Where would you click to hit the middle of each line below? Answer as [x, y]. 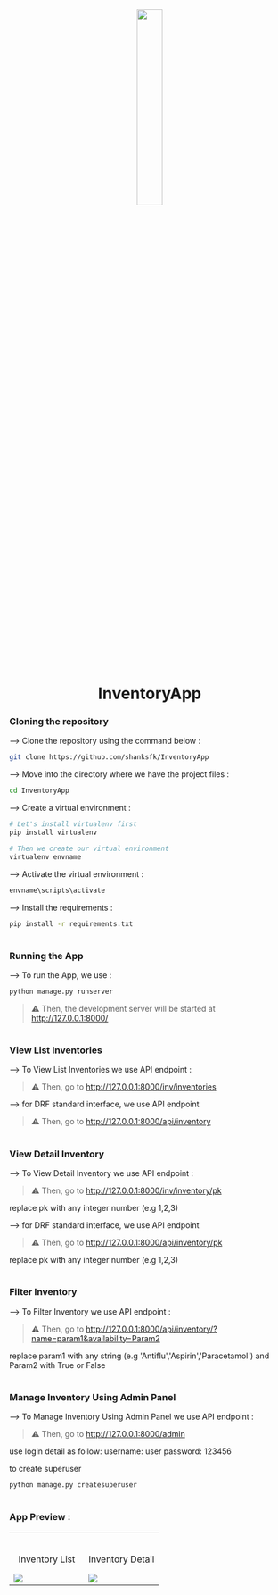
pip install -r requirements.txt [71, 923]
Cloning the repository [59, 722]
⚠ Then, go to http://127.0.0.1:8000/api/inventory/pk [127, 1243]
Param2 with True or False [57, 1365]
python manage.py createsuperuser [74, 1485]
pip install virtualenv [53, 833]
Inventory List [47, 1559]
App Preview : [40, 1517]
